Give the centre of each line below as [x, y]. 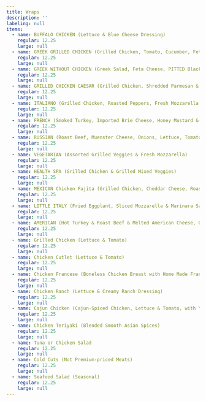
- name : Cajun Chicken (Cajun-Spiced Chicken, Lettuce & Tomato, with [104, 308]
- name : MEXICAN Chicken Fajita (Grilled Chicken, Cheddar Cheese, [100, 189]
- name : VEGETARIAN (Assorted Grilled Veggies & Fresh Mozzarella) [100, 155]
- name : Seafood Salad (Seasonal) [56, 377]
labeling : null [26, 23]
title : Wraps [23, 12]
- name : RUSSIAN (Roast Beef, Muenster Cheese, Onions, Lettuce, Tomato [107, 138]
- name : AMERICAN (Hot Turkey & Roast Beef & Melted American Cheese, [104, 223]
